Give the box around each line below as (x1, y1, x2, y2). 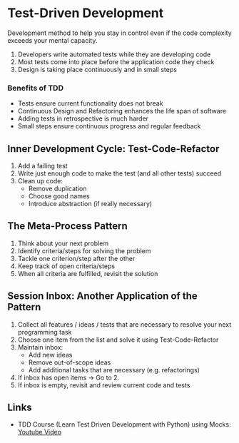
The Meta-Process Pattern (7, 220, 128, 233)
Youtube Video (17, 428, 62, 437)
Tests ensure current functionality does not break (17, 99, 163, 108)
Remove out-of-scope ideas (28, 358, 111, 367)
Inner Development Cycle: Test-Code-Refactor (7, 143, 220, 155)
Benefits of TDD (7, 83, 64, 93)
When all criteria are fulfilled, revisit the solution (17, 269, 158, 277)
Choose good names (28, 192, 91, 200)
